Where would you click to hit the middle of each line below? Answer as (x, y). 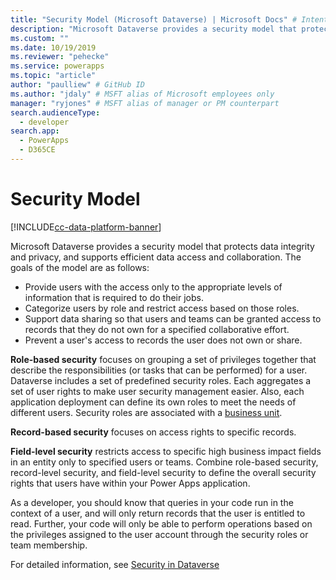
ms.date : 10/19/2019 (53, 47)
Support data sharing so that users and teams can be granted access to (173, 318)
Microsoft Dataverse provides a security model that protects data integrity (162, 246)
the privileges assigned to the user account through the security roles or (159, 534)
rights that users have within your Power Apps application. (130, 483)
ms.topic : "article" (53, 76)
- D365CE (37, 150)
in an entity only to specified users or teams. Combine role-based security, (164, 462)
